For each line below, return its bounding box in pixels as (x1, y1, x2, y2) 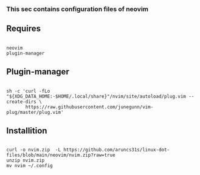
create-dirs (6, 99, 36, 105)
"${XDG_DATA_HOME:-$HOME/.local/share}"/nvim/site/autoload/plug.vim (6, 93, 187, 99)
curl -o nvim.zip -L (6, 147, 61, 153)
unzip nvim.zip (6, 157, 45, 163)
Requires (6, 24, 41, 34)
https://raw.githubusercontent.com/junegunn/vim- (25, 104, 154, 110)
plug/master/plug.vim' (6, 109, 64, 115)
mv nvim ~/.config (6, 163, 53, 169)
